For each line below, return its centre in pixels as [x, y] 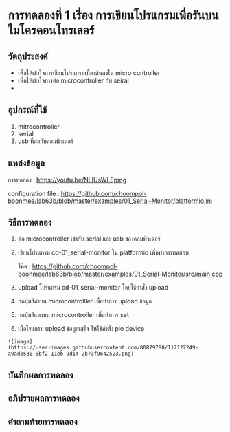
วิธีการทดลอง [30, 223]
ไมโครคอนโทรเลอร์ [51, 31]
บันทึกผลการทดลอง [41, 375]
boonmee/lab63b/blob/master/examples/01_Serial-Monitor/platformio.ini [110, 201]
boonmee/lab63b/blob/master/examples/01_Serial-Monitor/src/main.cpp [120, 274]
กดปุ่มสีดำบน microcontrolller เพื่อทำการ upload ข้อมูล [85, 301]
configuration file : [34, 193]
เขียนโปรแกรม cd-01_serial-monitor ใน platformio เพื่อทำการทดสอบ [103, 252]
